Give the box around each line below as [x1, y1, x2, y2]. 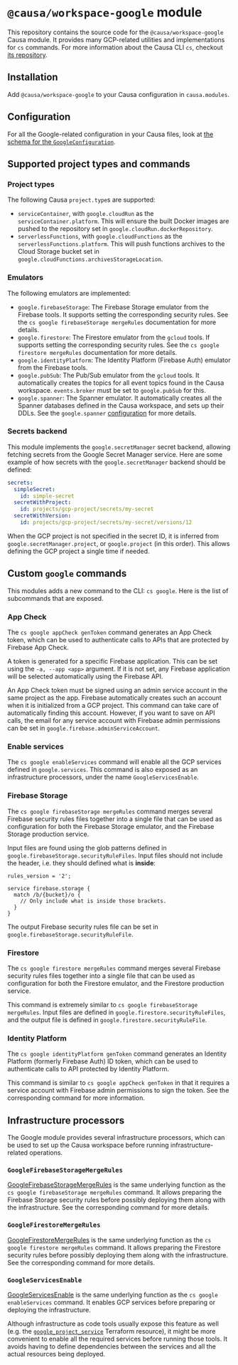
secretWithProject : [13, 499, 72, 506]
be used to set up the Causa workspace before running [7, 1141, 169, 1150]
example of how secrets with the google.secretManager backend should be [7, 458, 226, 466]
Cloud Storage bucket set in [17, 247, 99, 256]
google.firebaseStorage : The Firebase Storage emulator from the [17, 302, 210, 311]
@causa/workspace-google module [7, 4, 202, 21]
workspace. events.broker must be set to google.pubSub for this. [17, 386, 206, 394]
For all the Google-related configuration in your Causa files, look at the [7, 130, 214, 138]
